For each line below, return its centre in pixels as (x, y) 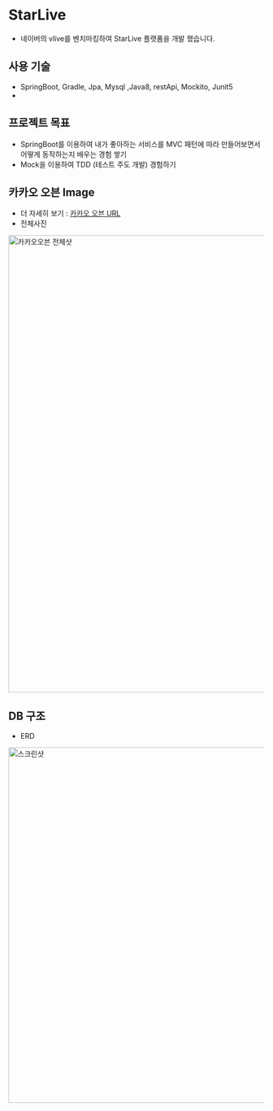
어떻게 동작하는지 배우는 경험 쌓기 (74, 154)
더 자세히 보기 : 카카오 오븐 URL (70, 214)
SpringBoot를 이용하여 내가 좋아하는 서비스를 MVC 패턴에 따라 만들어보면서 (140, 144)
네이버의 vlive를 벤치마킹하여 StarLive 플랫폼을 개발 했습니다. (117, 38)
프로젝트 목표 (39, 123)
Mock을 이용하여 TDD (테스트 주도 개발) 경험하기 (98, 164)
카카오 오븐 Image (52, 192)
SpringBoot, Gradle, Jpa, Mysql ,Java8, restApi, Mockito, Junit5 (126, 86)
